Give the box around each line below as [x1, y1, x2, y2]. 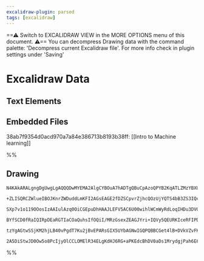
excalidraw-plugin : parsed [6, 9, 75, 15]
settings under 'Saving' [6, 50, 64, 58]
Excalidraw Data [6, 72, 90, 86]
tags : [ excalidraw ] [6, 15, 56, 21]
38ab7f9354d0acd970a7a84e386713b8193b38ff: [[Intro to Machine [6, 133, 176, 140]
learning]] [6, 139, 31, 147]
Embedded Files [6, 117, 69, 127]
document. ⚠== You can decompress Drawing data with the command [6, 38, 184, 45]
